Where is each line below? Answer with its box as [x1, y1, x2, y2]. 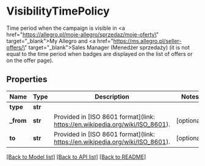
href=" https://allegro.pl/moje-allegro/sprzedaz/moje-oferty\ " [6, 30, 159, 38]
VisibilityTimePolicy [6, 4, 110, 18]
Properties [6, 74, 48, 85]
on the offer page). [6, 57, 54, 64]
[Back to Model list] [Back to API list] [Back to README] [6, 153, 146, 161]
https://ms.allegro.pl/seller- [113, 37, 182, 44]
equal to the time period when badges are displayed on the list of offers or [6, 50, 193, 57]
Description [94, 92, 130, 101]
